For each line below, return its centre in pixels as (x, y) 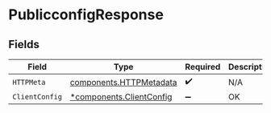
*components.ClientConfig (121, 97)
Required (203, 67)
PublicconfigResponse (86, 15)
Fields (24, 44)
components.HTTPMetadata (123, 82)
